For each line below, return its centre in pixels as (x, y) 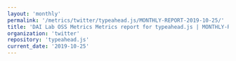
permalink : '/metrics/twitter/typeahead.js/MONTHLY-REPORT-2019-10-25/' (116, 20)
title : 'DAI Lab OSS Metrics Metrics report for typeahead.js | (103, 27)
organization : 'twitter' (44, 33)
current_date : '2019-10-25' (48, 46)
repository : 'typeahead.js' (48, 40)
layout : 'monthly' (34, 14)
